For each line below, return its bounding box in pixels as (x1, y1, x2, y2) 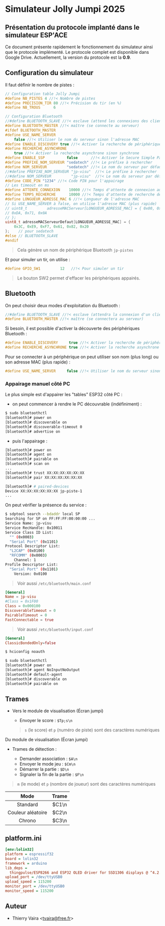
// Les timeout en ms (5, 183, 50, 188)
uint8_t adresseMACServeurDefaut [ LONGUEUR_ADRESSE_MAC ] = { (5, 220, 131, 225)
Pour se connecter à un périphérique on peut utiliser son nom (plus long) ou (5, 354, 159, 360)
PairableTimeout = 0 (5, 612, 48, 618)
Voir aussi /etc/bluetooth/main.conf (17, 580, 91, 586)
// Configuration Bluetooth (5, 114, 63, 119)
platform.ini (5, 834, 42, 843)
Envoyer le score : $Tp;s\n (19, 718, 73, 724)
